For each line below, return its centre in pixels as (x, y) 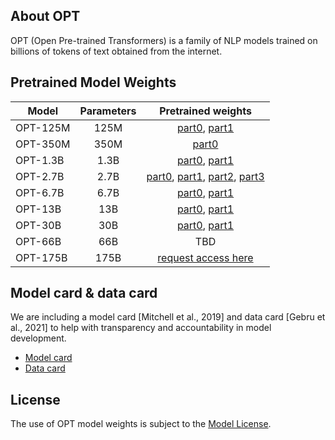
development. (38, 338)
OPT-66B (38, 241)
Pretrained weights (205, 111)
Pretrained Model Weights (93, 82)
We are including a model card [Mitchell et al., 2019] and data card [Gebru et (168, 317)
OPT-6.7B (40, 192)
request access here (205, 257)
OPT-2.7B (40, 176)
